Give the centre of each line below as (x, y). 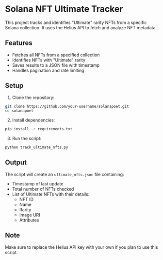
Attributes (29, 220)
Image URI (30, 215)
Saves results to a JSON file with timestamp (56, 65)
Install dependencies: (33, 120)
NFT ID (26, 199)
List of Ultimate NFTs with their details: (51, 194)
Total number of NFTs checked (43, 189)
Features (19, 43)
